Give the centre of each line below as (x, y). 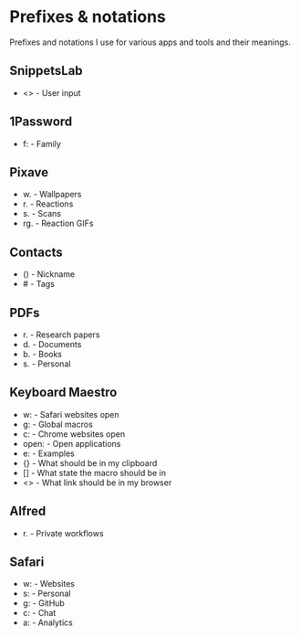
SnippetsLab (47, 71)
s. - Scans (42, 214)
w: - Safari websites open (71, 414)
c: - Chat (39, 613)
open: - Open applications (72, 443)
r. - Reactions (48, 204)
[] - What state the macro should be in (94, 472)
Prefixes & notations (88, 17)
